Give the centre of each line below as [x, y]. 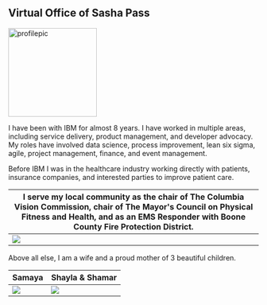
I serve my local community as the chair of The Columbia [133, 197]
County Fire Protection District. [133, 226]
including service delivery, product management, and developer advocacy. [131, 136]
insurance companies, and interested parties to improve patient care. [121, 177]
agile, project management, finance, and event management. [108, 153]
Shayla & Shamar [84, 277]
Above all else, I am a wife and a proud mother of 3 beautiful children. [122, 257]
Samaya [28, 277]
